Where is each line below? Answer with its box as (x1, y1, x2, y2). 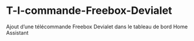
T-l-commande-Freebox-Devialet (6, 4, 172, 17)
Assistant (6, 29, 29, 36)
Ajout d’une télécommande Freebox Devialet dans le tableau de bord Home (6, 23, 188, 30)
